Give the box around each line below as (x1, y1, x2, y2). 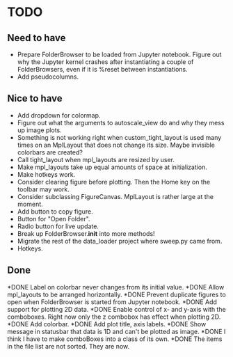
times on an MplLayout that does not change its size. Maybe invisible (17, 141, 216, 149)
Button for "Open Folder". (17, 214, 90, 223)
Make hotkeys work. (17, 170, 76, 178)
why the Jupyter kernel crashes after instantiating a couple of (17, 58, 194, 66)
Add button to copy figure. (17, 207, 93, 216)
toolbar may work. (17, 185, 70, 193)
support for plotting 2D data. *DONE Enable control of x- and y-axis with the (7, 305, 226, 313)
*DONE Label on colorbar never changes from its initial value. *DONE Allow (7, 283, 225, 291)
